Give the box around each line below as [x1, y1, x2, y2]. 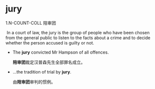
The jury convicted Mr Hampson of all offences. [12, 49, 109, 55]
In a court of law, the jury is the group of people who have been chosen [6, 30, 150, 35]
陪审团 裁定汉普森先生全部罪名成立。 [12, 59, 86, 65]
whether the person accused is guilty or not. [5, 40, 94, 45]
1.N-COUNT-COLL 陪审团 [5, 20, 56, 26]
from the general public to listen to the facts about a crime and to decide [5, 35, 151, 41]
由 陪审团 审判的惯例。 [12, 79, 55, 85]
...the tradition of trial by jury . [12, 69, 72, 74]
